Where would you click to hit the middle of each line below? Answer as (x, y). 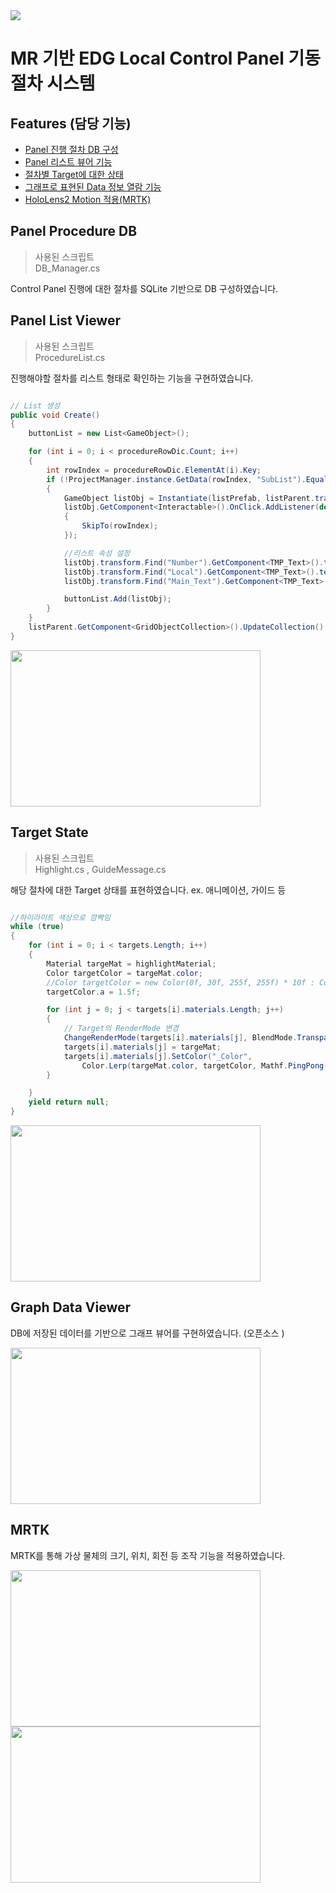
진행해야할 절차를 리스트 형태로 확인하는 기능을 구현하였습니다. (132, 378)
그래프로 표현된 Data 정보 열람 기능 (93, 187)
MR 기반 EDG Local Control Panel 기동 (165, 58)
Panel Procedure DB (74, 231)
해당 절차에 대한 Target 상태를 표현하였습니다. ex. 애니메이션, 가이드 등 (148, 890)
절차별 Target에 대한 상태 (74, 174)
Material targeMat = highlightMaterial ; (131, 964)
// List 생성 (35, 405)
